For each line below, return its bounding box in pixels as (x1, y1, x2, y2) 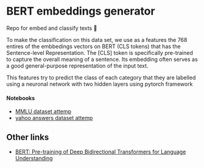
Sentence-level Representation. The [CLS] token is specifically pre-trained (6, 49, 193, 56)
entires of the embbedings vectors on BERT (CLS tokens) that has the (6, 43, 181, 50)
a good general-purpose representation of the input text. (6, 62, 149, 69)
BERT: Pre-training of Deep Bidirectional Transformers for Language (15, 148, 186, 155)
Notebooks (6, 94, 35, 102)
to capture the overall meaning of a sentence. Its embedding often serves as (6, 55, 198, 63)
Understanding (15, 154, 53, 162)
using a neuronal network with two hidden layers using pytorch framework (6, 80, 193, 88)
